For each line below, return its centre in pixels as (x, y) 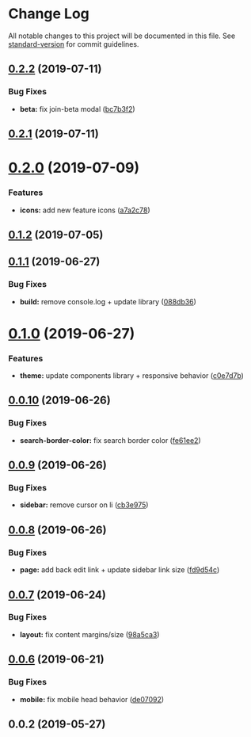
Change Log (49, 14)
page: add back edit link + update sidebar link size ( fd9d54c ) (120, 570)
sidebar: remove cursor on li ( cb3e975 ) (84, 505)
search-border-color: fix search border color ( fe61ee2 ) (110, 440)
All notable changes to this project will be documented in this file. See (122, 36)
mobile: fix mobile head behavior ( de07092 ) (92, 699)
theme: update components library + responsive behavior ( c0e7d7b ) (131, 376)
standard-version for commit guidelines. (74, 44)
